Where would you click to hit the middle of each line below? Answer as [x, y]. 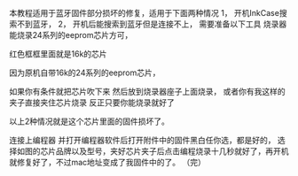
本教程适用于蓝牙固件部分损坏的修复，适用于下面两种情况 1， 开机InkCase [144, 13]
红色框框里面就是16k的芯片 [59, 54]
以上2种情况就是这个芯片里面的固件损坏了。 [90, 121]
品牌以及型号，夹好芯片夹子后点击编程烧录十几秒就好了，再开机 [172, 151]
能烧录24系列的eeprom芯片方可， [71, 35]
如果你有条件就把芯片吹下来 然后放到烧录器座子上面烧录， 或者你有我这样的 [147, 92]
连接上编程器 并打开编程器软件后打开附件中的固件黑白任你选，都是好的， [142, 140]
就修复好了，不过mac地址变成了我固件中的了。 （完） [108, 162]
